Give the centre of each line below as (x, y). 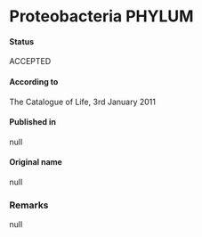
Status (22, 41)
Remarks (29, 205)
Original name (36, 162)
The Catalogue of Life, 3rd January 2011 (82, 102)
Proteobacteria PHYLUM (101, 16)
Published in (32, 122)
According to (34, 81)
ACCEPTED (30, 61)
